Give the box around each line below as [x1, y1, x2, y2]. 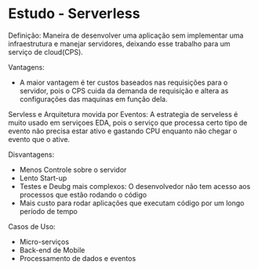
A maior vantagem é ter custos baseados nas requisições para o [19, 78, 228, 87]
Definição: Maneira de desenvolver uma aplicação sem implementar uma [8, 31, 244, 40]
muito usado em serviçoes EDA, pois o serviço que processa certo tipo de [8, 118, 248, 127]
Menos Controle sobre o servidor [19, 165, 127, 174]
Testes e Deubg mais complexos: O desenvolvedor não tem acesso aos [19, 181, 251, 191]
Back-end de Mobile [19, 245, 85, 255]
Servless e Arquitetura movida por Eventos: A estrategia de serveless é [8, 109, 238, 118]
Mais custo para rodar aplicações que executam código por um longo [19, 198, 245, 208]
